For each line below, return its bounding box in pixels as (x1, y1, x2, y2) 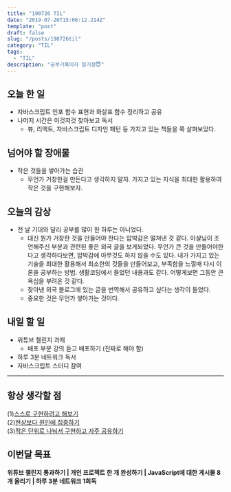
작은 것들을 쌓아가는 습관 (16, 166, 84, 175)
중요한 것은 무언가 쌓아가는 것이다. (27, 294, 120, 302)
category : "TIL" (7, 42, 54, 49)
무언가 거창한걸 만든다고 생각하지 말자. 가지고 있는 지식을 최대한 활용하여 (27, 175, 222, 183)
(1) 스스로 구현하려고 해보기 (7, 410, 79, 418)
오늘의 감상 (7, 205, 52, 217)
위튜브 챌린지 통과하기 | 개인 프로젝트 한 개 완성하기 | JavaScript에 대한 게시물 (7, 468, 216, 476)
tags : (7, 49, 23, 56)
